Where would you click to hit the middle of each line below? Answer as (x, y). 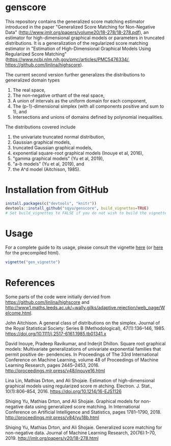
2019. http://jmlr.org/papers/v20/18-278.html (52, 438)
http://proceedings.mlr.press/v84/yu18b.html (52, 417)
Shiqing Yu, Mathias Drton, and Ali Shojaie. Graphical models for (73, 401)
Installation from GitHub (57, 190)
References (30, 283)
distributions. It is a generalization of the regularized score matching (77, 43)
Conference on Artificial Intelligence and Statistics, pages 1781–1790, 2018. (83, 412)
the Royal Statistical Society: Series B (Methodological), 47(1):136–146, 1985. (85, 328)
